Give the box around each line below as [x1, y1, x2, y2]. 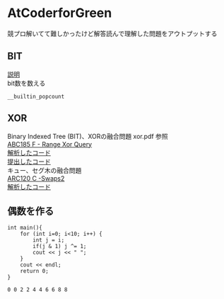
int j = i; [33, 237, 65, 244]
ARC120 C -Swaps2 [7, 174, 65, 182]
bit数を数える [7, 79, 46, 87]
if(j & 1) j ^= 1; [33, 243, 87, 250]
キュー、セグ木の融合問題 [7, 166, 82, 174]
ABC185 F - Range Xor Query [7, 140, 93, 148]
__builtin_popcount [7, 93, 65, 100]
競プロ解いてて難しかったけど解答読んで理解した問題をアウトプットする [7, 29, 218, 38]
